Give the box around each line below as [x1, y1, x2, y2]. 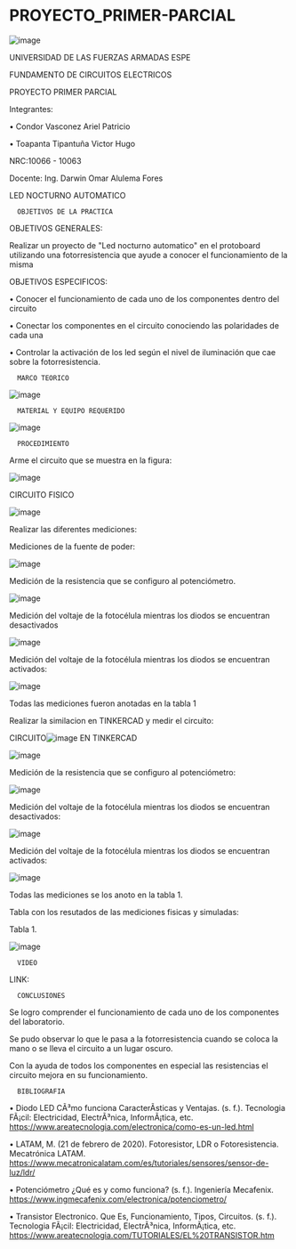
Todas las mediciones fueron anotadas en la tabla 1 [9, 698, 197, 709]
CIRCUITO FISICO [9, 489, 75, 499]
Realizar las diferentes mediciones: [9, 523, 138, 534]
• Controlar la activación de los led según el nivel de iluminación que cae [9, 346, 276, 357]
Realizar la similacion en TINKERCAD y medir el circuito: [9, 715, 214, 726]
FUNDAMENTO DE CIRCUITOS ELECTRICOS [9, 69, 172, 80]
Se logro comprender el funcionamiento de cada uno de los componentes [9, 1007, 280, 1018]
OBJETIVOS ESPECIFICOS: [9, 276, 108, 287]
